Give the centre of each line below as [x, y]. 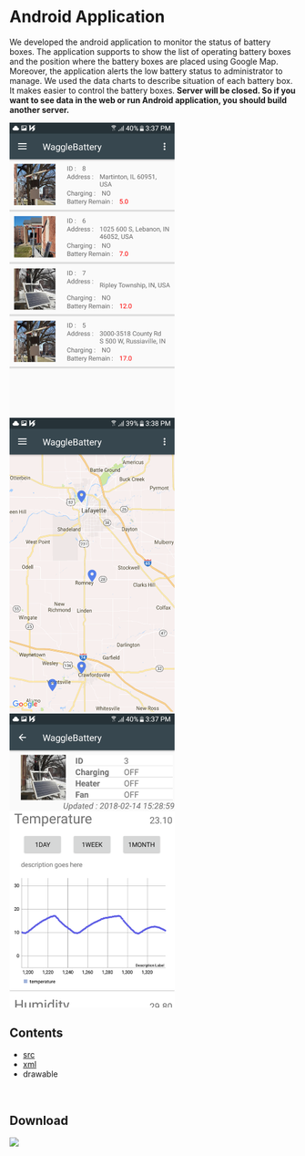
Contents [36, 1032]
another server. [40, 109]
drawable [40, 1074]
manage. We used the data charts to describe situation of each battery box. [151, 80]
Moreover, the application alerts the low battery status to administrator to [147, 71]
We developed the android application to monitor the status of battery [140, 42]
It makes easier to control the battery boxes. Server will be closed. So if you [152, 90]
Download [39, 1120]
